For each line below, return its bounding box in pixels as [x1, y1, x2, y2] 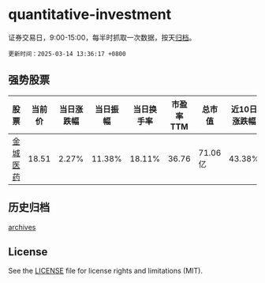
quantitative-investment [8, 6, 172, 24]
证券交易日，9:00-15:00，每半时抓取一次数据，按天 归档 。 [8, 32, 196, 42]
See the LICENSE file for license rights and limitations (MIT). [8, 266, 203, 276]
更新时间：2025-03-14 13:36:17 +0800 [8, 50, 126, 58]
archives [8, 222, 36, 232]
